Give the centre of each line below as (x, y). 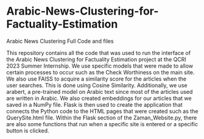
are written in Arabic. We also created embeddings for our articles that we (99, 98)
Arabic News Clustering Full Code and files (60, 41)
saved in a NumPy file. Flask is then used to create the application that (94, 104)
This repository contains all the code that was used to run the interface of (98, 52)
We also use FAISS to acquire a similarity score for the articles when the (97, 79)
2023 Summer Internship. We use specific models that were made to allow (100, 66)
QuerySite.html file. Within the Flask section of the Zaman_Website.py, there (102, 118)
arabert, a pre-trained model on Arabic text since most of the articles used (100, 91)
